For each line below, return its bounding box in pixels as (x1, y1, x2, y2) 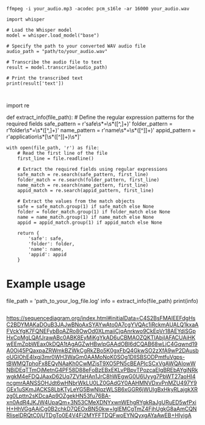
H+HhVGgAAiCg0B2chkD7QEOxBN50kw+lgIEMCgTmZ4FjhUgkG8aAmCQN (6, 405, 197, 412)
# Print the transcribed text (6, 75, 84, 81)
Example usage (6, 277, 86, 291)
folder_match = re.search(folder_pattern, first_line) (17, 177, 160, 183)
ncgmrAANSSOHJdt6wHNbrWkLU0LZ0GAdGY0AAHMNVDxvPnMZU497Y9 (6, 379, 197, 387)
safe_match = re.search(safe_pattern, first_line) (17, 171, 149, 177)
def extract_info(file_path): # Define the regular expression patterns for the (6, 113, 194, 121)
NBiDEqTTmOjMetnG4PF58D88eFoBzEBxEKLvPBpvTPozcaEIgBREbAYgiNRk (6, 366, 198, 373)
